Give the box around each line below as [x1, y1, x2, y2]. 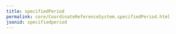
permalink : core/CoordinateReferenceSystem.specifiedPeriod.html [6, 14, 170, 20]
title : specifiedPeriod [6, 8, 65, 14]
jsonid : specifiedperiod [6, 19, 67, 25]
